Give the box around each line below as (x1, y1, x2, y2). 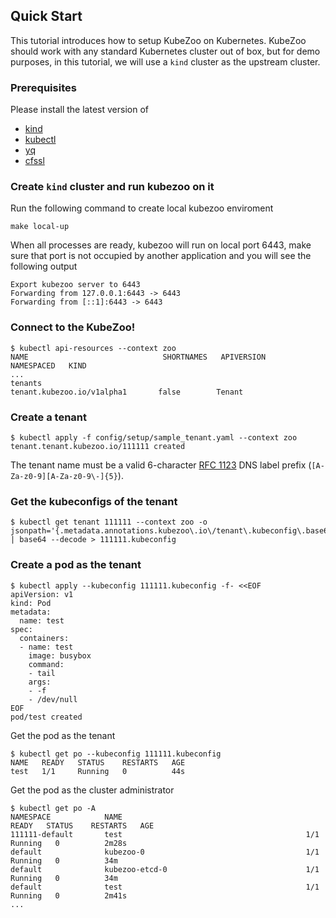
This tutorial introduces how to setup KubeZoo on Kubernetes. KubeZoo (10, 34, 307, 46)
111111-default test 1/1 (10, 829, 320, 839)
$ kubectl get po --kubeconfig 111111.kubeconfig (10, 749, 222, 759)
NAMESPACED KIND (10, 360, 87, 371)
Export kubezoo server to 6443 (10, 280, 141, 290)
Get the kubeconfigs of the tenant (10, 494, 178, 508)
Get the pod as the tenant (10, 729, 116, 741)
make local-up (10, 222, 70, 232)
